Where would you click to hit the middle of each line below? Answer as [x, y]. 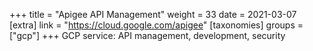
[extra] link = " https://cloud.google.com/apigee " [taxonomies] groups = [156, 25]
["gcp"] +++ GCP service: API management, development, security [147, 35]
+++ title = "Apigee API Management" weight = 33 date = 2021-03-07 [153, 14]
